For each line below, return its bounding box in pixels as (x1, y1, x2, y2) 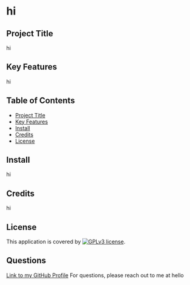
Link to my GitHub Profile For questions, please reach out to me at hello (6, 271, 184, 279)
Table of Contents (6, 96, 76, 106)
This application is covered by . (6, 238, 126, 246)
